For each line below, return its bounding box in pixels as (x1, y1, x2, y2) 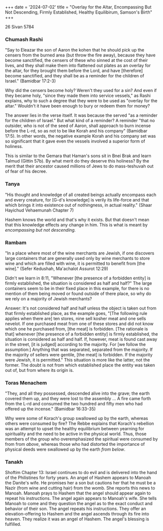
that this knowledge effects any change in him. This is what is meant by (5, 221, 148, 228)
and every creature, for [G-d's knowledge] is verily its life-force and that (5, 197, 149, 202)
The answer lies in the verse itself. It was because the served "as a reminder (5, 112, 158, 118)
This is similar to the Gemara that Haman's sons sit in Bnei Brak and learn (5, 153, 151, 159)
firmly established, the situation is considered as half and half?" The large (5, 280, 152, 286)
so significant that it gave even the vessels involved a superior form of (5, 138, 146, 144)
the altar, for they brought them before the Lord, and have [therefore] (5, 68, 143, 73)
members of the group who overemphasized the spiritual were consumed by (5, 436, 158, 442)
